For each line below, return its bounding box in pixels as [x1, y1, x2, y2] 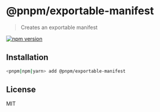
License [6, 85, 36, 95]
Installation [6, 52, 49, 63]
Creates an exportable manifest [20, 24, 98, 31]
